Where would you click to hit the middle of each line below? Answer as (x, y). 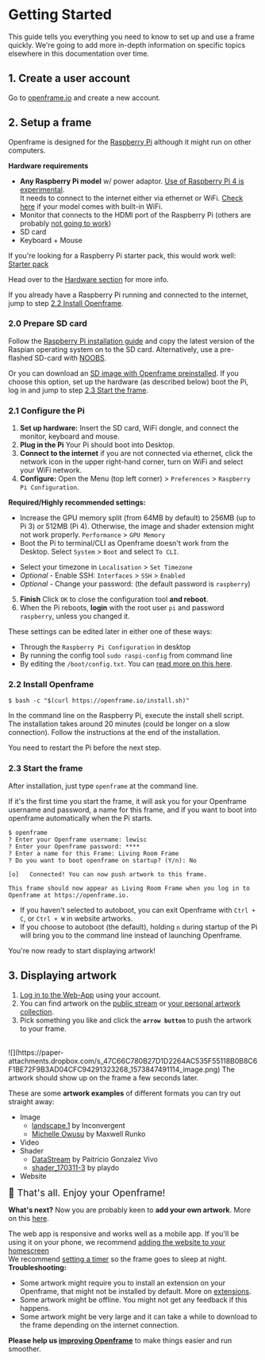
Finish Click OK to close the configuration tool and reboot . (114, 599)
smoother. (25, 1349)
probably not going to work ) (65, 223)
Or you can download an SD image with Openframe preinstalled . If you (124, 373)
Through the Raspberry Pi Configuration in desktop (105, 647)
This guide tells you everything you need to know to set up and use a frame (132, 37)
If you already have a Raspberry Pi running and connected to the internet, (128, 295)
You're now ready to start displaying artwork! (82, 950)
